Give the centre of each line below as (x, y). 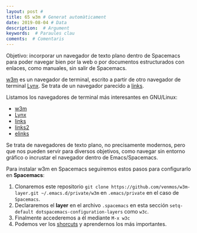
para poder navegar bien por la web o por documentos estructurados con (95, 62)
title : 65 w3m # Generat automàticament (56, 17)
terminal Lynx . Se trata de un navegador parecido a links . (75, 86)
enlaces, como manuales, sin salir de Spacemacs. (66, 68)
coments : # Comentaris (35, 39)
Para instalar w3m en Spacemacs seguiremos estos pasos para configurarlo (98, 169)
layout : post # (25, 11)
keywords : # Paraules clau (41, 34)
